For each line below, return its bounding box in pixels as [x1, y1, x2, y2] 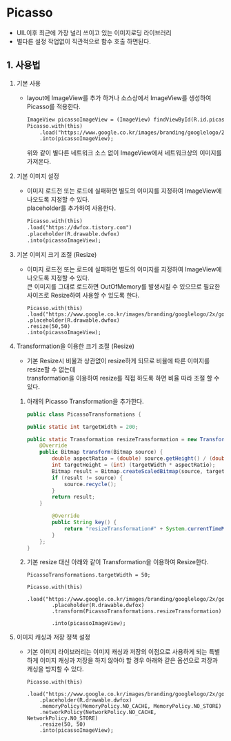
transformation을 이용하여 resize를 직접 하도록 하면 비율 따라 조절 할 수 [26, 374, 220, 382]
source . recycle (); [63, 481, 117, 488]
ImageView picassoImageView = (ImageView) [26, 116, 151, 123]
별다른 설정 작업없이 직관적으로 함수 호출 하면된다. [16, 37, 151, 46]
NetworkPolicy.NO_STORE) [26, 715, 99, 722]
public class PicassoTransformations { [26, 411, 142, 418]
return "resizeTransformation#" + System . [63, 525, 188, 532]
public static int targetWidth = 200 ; [26, 423, 139, 430]
